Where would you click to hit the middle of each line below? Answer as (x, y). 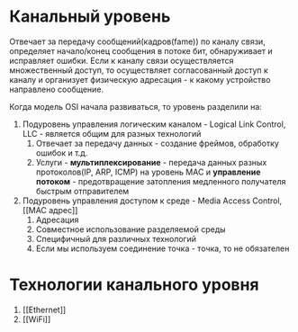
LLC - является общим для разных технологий (112, 133)
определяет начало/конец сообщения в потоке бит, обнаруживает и (141, 50)
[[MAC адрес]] (50, 210)
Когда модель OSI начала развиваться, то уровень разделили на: (136, 106)
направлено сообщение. (57, 89)
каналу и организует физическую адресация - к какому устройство (140, 79)
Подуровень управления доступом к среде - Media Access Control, (152, 201)
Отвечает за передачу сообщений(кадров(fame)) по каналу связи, (137, 41)
